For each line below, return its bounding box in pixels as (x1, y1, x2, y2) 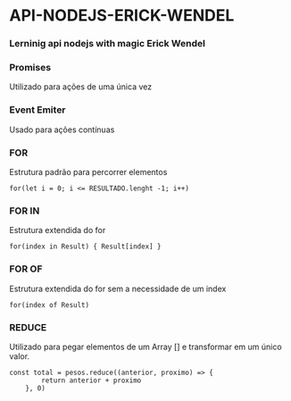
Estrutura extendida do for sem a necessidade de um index (9, 283, 227, 294)
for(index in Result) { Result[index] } (9, 242, 162, 251)
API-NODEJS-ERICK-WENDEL (9, 5, 235, 26)
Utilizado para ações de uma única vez (9, 81, 153, 92)
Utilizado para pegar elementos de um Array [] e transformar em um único (9, 341, 283, 352)
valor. (9, 350, 29, 362)
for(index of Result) (9, 300, 90, 309)
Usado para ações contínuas (9, 124, 115, 135)
